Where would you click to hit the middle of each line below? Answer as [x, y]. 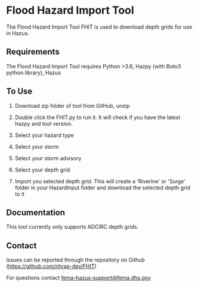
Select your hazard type [44, 135]
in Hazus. [18, 33]
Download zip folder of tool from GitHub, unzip [72, 105]
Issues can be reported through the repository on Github [75, 260]
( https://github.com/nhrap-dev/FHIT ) [51, 266]
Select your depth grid [42, 170]
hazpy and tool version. [44, 123]
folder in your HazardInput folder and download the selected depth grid [103, 188]
